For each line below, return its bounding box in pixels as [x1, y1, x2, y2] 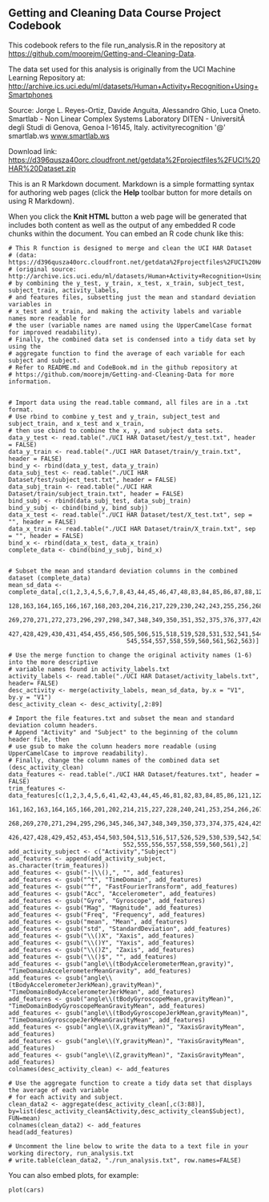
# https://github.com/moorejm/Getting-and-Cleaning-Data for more [8, 370, 235, 378]
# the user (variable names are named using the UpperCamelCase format [8, 321, 252, 330]
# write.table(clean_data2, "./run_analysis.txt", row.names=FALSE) [8, 1156, 242, 1164]
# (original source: [8, 265, 78, 273]
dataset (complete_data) [8, 573, 91, 582]
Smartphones [8, 90, 54, 99]
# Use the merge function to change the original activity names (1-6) [8, 651, 252, 659]
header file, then [8, 735, 70, 743]
